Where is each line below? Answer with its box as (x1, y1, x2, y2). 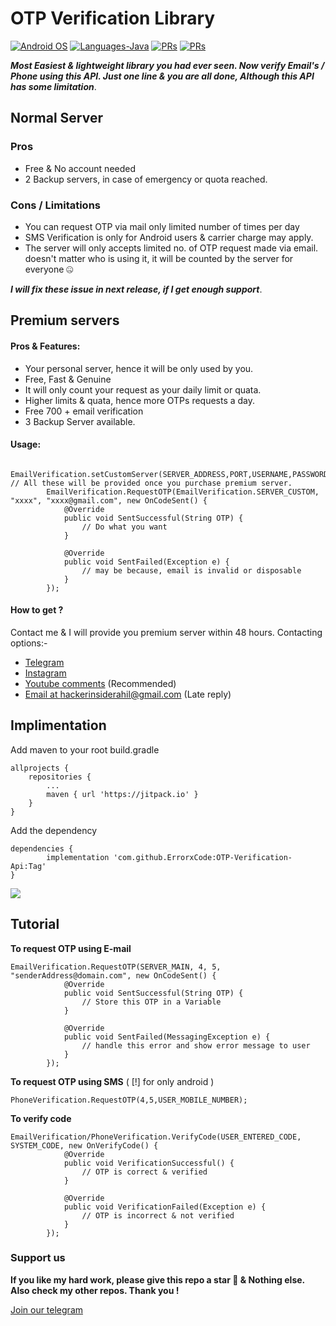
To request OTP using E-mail (10, 942, 132, 954)
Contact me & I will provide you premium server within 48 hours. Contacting (10, 626, 323, 638)
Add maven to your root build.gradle (10, 743, 160, 756)
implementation (46, 852, 110, 862)
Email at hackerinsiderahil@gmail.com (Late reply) (24, 688, 232, 700)
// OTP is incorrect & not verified (81, 1210, 235, 1221)
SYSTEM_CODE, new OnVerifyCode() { (10, 1140, 159, 1151)
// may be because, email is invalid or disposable (81, 565, 302, 576)
